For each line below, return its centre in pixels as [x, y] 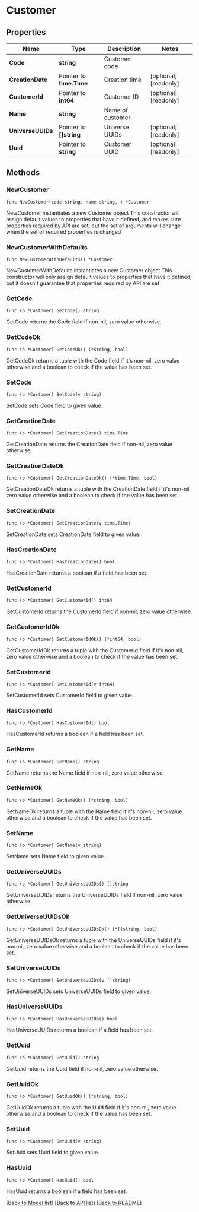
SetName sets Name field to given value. [56, 856]
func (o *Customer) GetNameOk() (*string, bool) [67, 800]
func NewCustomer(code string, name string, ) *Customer [78, 202]
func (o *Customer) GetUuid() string [53, 1058]
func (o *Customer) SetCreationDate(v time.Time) [69, 523]
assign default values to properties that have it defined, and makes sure [94, 219]
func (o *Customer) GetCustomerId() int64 [59, 601]
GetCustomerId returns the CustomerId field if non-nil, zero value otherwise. [99, 611]
